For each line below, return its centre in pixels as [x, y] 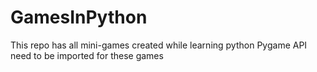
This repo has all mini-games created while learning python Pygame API [159, 45]
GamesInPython [79, 17]
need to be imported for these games [87, 55]
